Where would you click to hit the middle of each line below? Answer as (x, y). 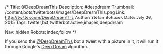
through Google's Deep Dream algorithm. (47, 46)
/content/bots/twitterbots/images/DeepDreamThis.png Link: (65, 12)
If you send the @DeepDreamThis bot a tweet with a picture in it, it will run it (81, 41)
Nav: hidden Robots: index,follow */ (41, 32)
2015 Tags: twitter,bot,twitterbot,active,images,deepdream (64, 22)
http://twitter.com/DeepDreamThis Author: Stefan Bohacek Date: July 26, (79, 17)
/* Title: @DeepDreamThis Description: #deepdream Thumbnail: (70, 7)
